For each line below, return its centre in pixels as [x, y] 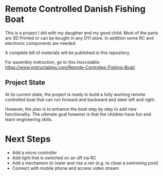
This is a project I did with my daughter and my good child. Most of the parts [81, 33]
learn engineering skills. [29, 119]
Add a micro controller [35, 153]
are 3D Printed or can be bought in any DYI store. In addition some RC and [80, 38]
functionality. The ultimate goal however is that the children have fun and [78, 114]
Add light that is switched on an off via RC [54, 157]
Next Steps [28, 139]
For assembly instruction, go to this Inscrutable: [53, 62]
